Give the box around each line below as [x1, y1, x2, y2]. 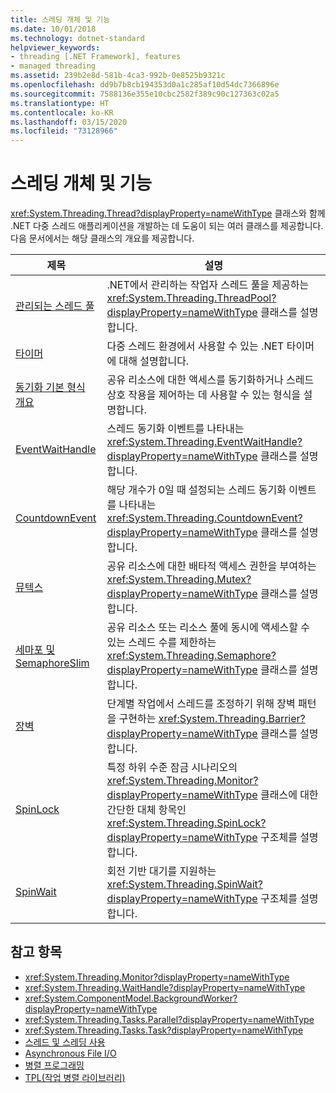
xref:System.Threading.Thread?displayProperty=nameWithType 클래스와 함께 [10, 207, 326, 220]
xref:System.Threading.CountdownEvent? [106, 511, 303, 525]
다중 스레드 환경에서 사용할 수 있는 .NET [106, 339, 285, 353]
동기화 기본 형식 [15, 381, 86, 395]
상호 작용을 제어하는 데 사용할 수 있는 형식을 [106, 388, 302, 402]
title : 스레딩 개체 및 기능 [10, 14, 111, 25]
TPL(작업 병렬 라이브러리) [24, 1071, 126, 1083]
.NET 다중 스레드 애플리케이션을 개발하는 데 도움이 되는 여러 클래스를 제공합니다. [10, 220, 324, 232]
